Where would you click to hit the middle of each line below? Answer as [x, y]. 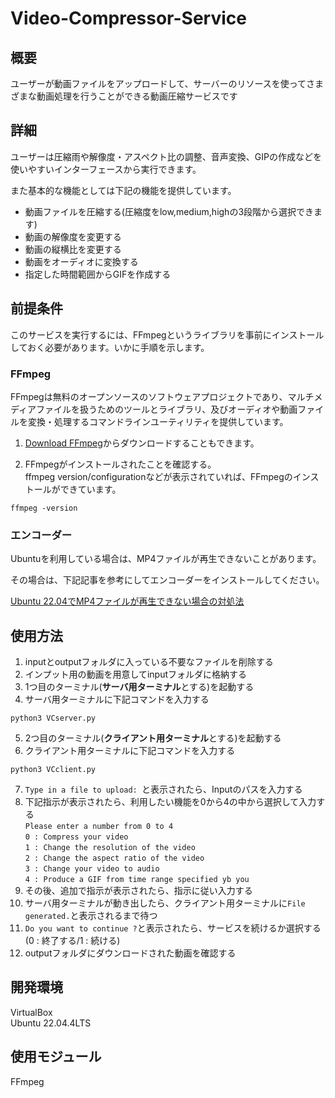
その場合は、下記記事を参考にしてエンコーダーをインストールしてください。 [167, 580]
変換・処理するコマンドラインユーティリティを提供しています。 [158, 421]
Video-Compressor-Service [128, 18]
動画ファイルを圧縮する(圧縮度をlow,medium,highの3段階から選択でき [169, 211]
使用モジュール [56, 1057]
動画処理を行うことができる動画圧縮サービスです [137, 96]
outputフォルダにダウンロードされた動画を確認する [130, 953]
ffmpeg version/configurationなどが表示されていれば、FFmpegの [158, 476]
